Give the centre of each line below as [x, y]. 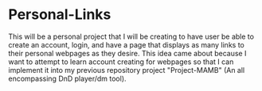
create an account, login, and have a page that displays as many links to [126, 44]
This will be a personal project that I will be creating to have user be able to [131, 36]
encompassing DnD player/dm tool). [67, 78]
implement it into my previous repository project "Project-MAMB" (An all [127, 70]
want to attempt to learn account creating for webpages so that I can [121, 62]
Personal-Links [60, 15]
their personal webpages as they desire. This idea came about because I [127, 53]
